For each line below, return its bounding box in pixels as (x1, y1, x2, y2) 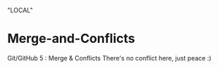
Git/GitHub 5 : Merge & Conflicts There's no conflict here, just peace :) (7, 54, 212, 62)
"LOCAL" (7, 6, 33, 14)
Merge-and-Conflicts (7, 31, 135, 46)
